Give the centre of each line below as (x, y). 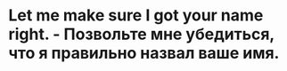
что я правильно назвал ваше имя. (144, 53)
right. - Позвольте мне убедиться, (142, 34)
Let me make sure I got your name (136, 16)
